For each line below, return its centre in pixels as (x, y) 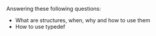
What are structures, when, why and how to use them (83, 20)
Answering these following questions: (54, 9)
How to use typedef (40, 27)
